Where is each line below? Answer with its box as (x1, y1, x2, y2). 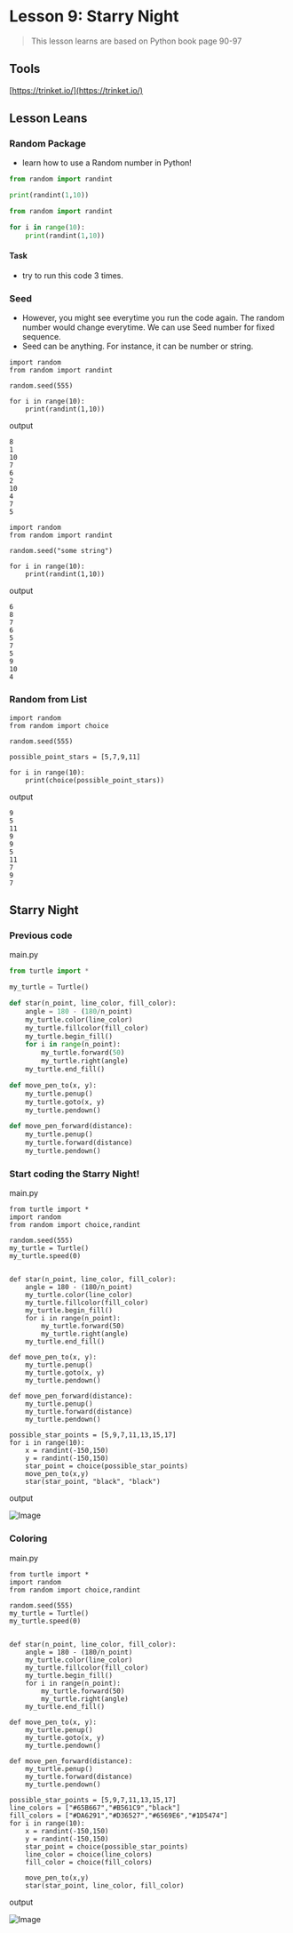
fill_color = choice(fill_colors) (25, 1857, 153, 1866)
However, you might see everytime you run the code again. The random (21, 313, 285, 324)
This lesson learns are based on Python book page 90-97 (30, 36, 242, 46)
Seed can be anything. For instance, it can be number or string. (21, 341, 254, 352)
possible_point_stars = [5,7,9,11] (9, 752, 141, 761)
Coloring (9, 1532, 48, 1544)
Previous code (9, 929, 73, 942)
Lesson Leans (9, 111, 88, 126)
